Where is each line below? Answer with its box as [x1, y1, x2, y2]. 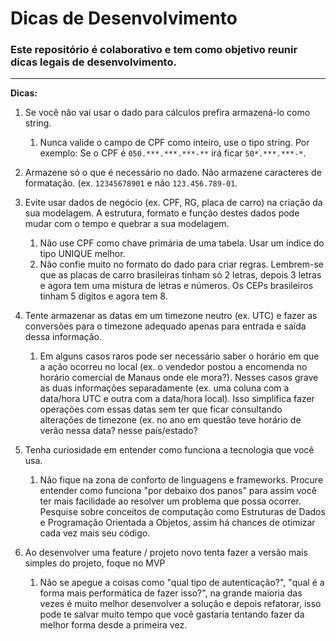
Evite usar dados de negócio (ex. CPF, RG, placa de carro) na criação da [24, 197, 323, 209]
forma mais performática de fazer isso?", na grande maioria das [39, 587, 303, 599]
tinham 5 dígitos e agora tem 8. [39, 290, 168, 302]
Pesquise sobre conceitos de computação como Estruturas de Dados [39, 506, 326, 518]
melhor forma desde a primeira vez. [39, 619, 188, 631]
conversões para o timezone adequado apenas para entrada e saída [24, 320, 307, 332]
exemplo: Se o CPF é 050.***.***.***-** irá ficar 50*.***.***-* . [39, 147, 307, 159]
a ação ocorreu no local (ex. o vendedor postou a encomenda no [39, 361, 308, 373]
